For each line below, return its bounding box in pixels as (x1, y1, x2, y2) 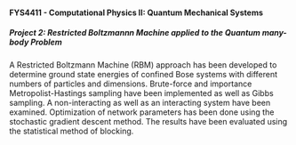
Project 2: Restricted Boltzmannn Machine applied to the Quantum (9, 28, 260, 38)
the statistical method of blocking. (9, 125, 134, 136)
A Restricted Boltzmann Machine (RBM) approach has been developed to (9, 59, 277, 70)
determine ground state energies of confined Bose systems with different (9, 68, 278, 79)
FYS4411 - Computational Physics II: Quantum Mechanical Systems (9, 7, 264, 18)
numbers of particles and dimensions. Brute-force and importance (9, 78, 252, 89)
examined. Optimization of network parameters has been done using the (9, 107, 275, 117)
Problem (30, 36, 62, 48)
